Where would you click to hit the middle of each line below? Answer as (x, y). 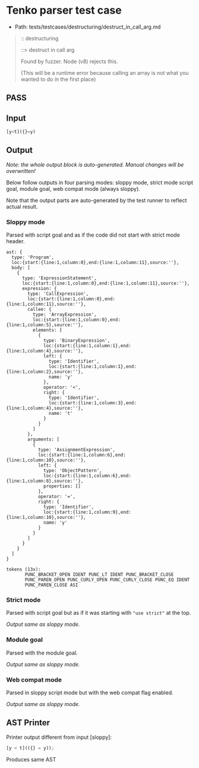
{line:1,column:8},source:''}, (45, 481)
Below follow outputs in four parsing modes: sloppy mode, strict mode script (100, 182)
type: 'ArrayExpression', (64, 315)
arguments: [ (44, 440)
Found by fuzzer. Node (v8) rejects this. (69, 61)
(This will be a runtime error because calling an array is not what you (105, 73)
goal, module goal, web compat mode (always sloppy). (73, 188)
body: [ (21, 268)
